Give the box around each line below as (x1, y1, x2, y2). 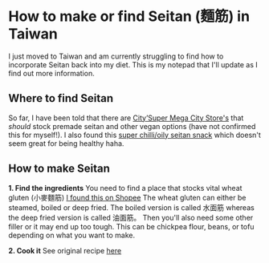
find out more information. (8, 68, 95, 78)
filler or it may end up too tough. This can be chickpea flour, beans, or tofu (8, 221, 255, 231)
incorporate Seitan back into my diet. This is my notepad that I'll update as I (8, 59, 259, 69)
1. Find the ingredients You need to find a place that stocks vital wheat (8, 183, 243, 192)
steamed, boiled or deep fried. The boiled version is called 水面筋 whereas (8, 202, 255, 212)
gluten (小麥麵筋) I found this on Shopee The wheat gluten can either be (8, 192, 247, 202)
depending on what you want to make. (8, 230, 135, 240)
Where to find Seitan (8, 91, 114, 105)
